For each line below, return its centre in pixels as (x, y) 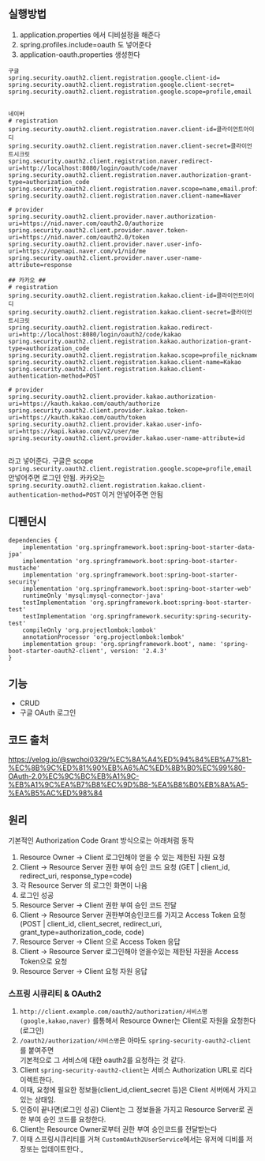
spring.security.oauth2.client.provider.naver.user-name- (105, 258)
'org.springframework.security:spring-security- (171, 616)
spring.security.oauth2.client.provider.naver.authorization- (112, 216)
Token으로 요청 (43, 961)
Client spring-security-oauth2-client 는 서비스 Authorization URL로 (129, 1070)
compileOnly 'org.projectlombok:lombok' (90, 630)
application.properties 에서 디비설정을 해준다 (90, 35)
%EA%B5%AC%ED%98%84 (55, 793)
